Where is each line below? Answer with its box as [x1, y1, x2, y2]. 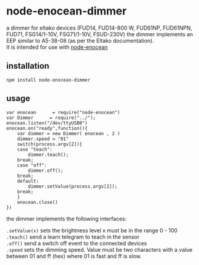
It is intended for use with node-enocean [6, 43, 108, 51]
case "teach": [17, 146, 53, 152]
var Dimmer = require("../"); [6, 115, 96, 121]
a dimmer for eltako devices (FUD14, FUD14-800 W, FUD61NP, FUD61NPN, [6, 24, 192, 31]
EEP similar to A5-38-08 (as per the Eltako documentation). [6, 37, 154, 44]
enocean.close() [17, 199, 59, 205]
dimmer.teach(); [28, 152, 69, 158]
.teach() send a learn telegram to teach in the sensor [6, 233, 140, 240]
